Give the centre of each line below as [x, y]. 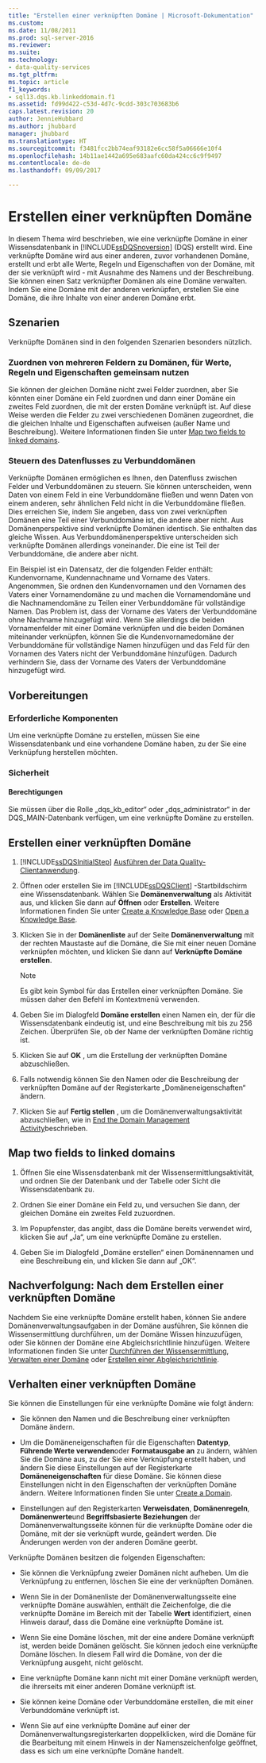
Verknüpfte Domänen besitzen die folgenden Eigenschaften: [107, 1557]
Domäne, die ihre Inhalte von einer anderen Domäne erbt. [102, 298]
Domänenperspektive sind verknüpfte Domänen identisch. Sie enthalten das [133, 529]
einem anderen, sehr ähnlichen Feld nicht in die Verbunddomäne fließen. [127, 503]
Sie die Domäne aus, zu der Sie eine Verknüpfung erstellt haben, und [133, 1459]
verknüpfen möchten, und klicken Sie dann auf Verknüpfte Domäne [131, 951]
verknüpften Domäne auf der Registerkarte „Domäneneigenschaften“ [133, 1087]
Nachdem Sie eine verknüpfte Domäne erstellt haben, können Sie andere [127, 1317]
